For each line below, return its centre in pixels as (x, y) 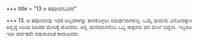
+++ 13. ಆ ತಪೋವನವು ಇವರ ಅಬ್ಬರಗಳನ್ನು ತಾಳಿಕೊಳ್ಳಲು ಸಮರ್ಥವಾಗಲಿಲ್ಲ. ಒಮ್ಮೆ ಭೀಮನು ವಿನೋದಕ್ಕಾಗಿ (99, 20)
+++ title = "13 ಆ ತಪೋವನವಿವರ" (41, 9)
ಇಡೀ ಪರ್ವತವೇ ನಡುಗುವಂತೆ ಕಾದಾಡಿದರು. (43, 34)
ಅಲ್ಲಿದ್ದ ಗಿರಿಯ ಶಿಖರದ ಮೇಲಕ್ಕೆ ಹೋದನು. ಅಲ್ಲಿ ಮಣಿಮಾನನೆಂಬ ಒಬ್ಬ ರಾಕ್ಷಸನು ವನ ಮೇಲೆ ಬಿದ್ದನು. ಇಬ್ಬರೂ (99, 27)
